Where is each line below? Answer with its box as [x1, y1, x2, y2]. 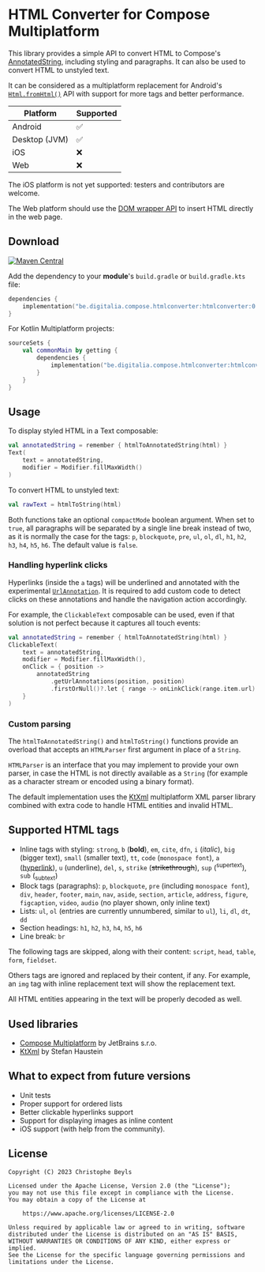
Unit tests [19, 1090, 51, 1100]
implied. [8, 1244, 37, 1252]
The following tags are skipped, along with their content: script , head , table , [8, 947, 256, 957]
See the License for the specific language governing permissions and [8, 1251, 245, 1259]
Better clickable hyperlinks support [19, 1107, 134, 1116]
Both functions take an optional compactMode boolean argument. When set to [8, 515, 255, 524]
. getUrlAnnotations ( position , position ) [50, 678, 185, 685]
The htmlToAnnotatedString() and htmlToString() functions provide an [8, 736, 239, 745]
